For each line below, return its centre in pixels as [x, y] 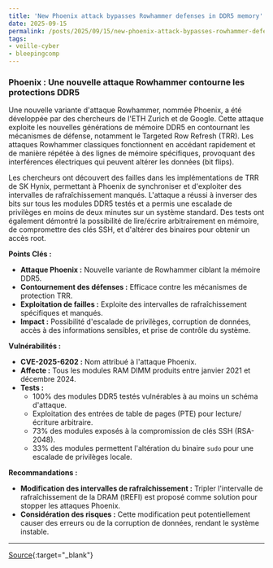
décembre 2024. [48, 379]
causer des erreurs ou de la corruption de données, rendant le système [140, 523]
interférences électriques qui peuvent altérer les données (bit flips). [121, 162]
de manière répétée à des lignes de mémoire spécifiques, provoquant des [132, 153]
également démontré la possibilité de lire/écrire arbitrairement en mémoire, [134, 221]
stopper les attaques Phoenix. [70, 506]
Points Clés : [30, 254]
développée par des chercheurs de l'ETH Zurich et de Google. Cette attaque [136, 119]
